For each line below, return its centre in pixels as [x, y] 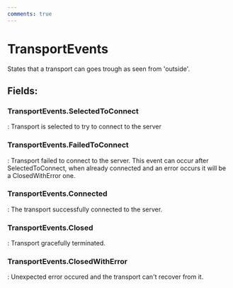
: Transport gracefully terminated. [57, 243]
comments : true [30, 14]
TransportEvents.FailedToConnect [68, 145]
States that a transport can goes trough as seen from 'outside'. [99, 69]
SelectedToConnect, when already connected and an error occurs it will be [117, 168]
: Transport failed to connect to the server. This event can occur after [108, 160]
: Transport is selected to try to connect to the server [84, 127]
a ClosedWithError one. [41, 175]
